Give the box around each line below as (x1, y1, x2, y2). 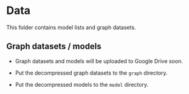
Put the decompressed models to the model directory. (15, 81, 149, 88)
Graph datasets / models (6, 41, 101, 52)
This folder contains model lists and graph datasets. (6, 24, 136, 31)
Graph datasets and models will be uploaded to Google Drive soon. (15, 57, 184, 64)
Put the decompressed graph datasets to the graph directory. (15, 69, 168, 76)
